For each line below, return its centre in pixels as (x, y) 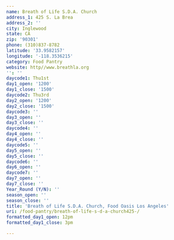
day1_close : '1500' (30, 90)
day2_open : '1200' (29, 100)
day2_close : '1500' (30, 106)
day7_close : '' (25, 184)
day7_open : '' (24, 179)
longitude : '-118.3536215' (40, 56)
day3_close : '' (25, 123)
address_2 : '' (24, 23)
